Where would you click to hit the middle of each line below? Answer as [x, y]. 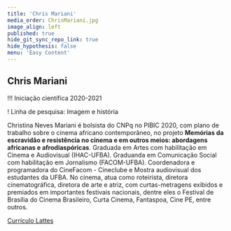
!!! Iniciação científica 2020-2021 [55, 98]
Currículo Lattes [30, 220]
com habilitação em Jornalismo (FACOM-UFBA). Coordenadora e [101, 162]
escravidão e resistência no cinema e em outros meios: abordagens [107, 140]
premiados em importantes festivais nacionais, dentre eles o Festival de [111, 192]
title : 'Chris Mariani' [42, 14]
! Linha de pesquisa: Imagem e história [63, 111]
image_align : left [34, 27]
